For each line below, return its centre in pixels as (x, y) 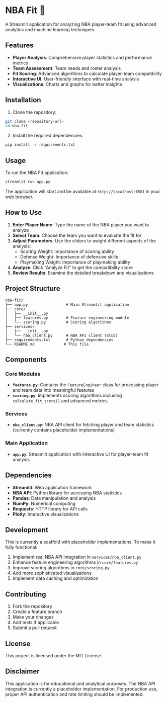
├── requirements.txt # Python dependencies (59, 340)
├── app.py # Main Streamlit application (67, 304)
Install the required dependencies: (48, 136)
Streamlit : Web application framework (52, 487)
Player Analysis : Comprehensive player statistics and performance (82, 57)
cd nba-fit (17, 126)
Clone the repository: (34, 112)
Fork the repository (32, 606)
